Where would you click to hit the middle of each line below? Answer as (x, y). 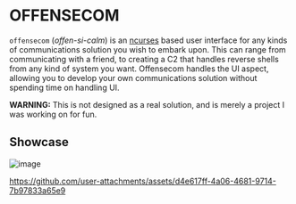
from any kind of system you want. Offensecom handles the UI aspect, (139, 69)
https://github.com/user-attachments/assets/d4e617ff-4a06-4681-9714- (143, 181)
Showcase (39, 142)
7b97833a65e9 (38, 190)
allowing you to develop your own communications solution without (133, 78)
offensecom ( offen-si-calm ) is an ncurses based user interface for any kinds (148, 40)
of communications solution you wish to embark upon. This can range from (148, 49)
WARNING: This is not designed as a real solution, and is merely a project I (147, 104)
